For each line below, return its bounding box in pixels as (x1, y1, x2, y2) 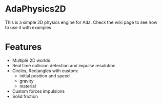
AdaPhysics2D (5, 3, 66, 15)
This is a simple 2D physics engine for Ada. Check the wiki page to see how (5, 19, 158, 25)
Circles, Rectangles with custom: (12, 68, 79, 74)
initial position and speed (19, 73, 70, 78)
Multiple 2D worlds (12, 57, 50, 63)
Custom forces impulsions (12, 88, 65, 94)
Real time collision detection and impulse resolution (12, 62, 116, 68)
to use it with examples (5, 24, 52, 30)
